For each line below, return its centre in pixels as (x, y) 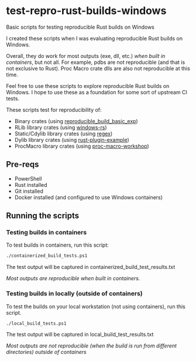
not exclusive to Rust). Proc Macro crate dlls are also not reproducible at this (98, 68)
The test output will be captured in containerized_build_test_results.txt (91, 267)
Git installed (29, 191)
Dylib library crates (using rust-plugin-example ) (72, 139)
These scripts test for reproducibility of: (54, 110)
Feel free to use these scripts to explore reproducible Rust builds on (88, 86)
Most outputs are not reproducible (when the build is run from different (92, 346)
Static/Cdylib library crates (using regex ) (63, 134)
